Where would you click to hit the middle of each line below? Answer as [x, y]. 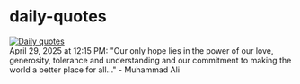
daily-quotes [58, 17]
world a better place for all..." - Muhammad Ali [95, 70]
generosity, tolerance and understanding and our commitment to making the [150, 60]
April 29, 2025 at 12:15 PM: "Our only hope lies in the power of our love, [141, 50]
